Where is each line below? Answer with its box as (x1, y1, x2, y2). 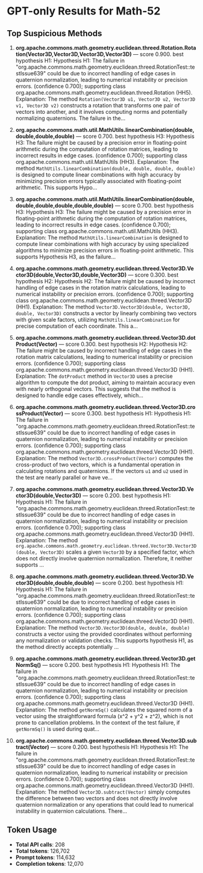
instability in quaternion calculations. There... (15, 807, 128, 815)
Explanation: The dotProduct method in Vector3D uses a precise (15, 372, 173, 380)
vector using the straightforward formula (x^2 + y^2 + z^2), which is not (15, 713, 193, 719)
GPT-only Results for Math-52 (7, 4, 161, 18)
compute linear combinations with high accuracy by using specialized (15, 240, 189, 248)
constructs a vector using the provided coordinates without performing (15, 631, 192, 637)
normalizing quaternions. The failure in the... (15, 114, 126, 122)
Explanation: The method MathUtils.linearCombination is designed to (15, 234, 189, 241)
